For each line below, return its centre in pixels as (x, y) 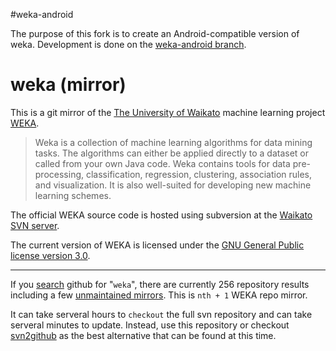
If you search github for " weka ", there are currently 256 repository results (160, 284)
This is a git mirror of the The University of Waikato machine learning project (168, 112)
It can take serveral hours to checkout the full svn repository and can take (161, 314)
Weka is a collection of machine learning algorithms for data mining (173, 142)
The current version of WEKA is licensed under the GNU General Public (157, 245)
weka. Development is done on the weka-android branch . (128, 44)
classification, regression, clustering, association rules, (199, 174)
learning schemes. (73, 195)
